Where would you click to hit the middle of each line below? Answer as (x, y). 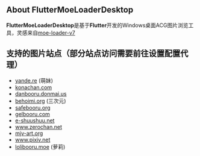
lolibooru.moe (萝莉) (40, 146)
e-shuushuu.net (35, 120)
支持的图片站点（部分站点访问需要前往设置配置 (93, 54)
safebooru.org (33, 107)
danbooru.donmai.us (41, 93)
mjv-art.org (29, 133)
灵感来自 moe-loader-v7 (46, 33)
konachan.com (33, 87)
